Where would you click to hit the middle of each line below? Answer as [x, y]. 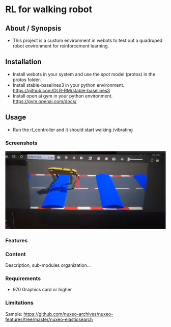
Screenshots [21, 143]
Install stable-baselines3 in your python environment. [68, 85]
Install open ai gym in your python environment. [63, 96]
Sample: [14, 314]
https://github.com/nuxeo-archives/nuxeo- [68, 314]
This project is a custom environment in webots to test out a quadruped [88, 40]
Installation [23, 62]
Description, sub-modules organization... [48, 265]
